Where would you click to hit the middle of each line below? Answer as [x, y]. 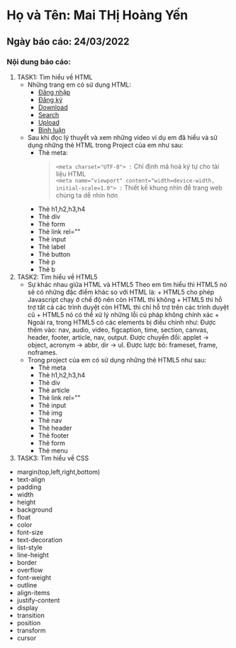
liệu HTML [71, 173]
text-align [31, 479]
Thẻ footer [54, 435]
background [34, 509]
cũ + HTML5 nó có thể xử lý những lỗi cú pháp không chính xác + [123, 314]
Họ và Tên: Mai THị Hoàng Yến [97, 15]
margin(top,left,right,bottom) [58, 472]
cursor [27, 638]
